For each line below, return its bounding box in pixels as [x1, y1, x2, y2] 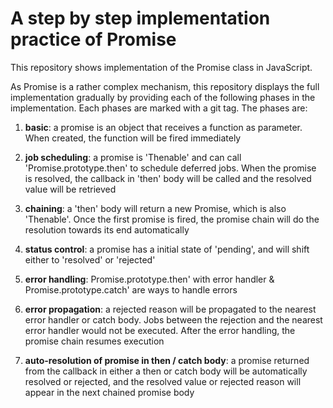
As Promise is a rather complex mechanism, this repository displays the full [10, 80, 320, 92]
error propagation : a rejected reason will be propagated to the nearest [24, 303, 317, 315]
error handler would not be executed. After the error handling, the [24, 324, 296, 336]
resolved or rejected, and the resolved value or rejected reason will [24, 375, 302, 387]
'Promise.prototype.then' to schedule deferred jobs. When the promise [24, 162, 317, 174]
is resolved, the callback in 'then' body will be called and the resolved [24, 172, 312, 184]
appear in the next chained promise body [24, 386, 195, 398]
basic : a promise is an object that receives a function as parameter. [24, 121, 303, 133]
